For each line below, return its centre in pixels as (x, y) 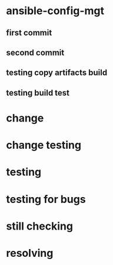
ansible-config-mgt (55, 11)
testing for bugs (46, 199)
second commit (35, 52)
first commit (29, 33)
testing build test (38, 93)
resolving (30, 253)
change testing (44, 145)
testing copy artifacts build (57, 73)
